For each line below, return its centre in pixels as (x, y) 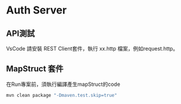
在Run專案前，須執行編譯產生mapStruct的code (63, 84)
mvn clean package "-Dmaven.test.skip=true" (62, 95)
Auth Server (36, 10)
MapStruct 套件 (35, 69)
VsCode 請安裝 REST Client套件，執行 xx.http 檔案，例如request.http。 (92, 48)
